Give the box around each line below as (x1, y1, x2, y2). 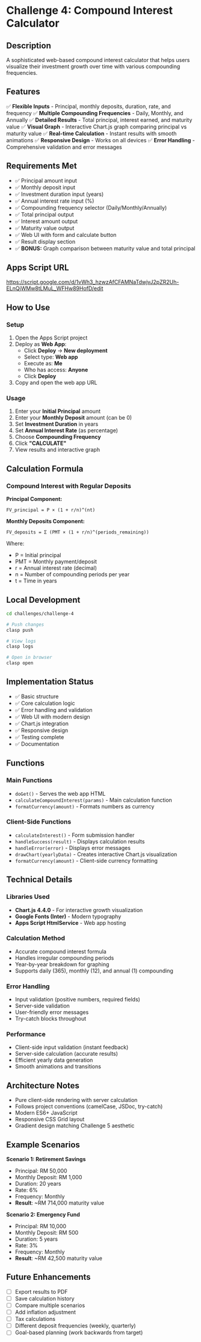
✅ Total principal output (14, 210, 74, 218)
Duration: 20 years (14, 1180, 61, 1188)
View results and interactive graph (14, 446, 100, 453)
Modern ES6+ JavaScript (14, 1109, 78, 1117)
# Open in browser (6, 655, 52, 661)
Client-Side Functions (6, 817, 72, 826)
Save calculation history (14, 1294, 75, 1302)
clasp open (6, 660, 34, 666)
